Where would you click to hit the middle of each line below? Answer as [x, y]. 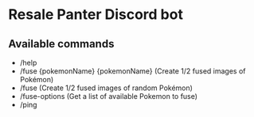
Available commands [61, 44]
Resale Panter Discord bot [96, 15]
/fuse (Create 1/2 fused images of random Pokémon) [106, 88]
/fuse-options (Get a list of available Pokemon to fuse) [108, 96]
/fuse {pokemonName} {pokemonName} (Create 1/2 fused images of [133, 71]
